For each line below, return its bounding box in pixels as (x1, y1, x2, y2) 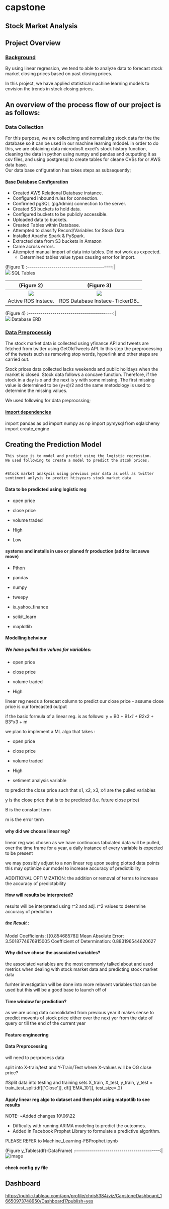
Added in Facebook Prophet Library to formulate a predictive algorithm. (12, 1128, 161, 1134)
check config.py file (5, 1165, 48, 1171)
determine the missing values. (5, 388, 68, 394)
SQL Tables (11, 270, 35, 276)
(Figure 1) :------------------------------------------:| (5, 264, 115, 270)
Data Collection (5, 123, 44, 130)
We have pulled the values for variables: (5, 646, 92, 652)
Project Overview (5, 38, 61, 47)
